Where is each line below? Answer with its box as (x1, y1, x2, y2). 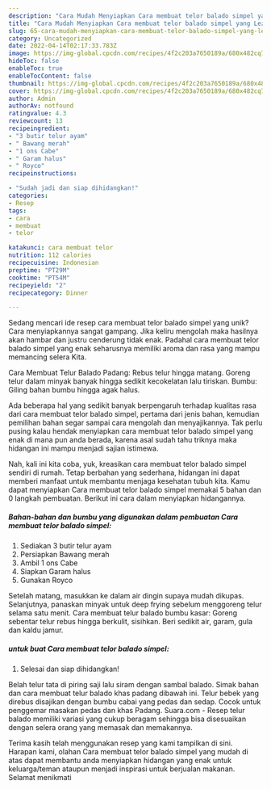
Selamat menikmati (8, 773, 72, 783)
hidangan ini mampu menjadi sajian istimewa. (8, 443, 159, 453)
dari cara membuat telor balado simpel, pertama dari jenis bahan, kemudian (8, 409, 260, 419)
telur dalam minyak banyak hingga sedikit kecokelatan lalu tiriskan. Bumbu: (8, 376, 258, 386)
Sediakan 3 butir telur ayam (19, 541, 112, 551)
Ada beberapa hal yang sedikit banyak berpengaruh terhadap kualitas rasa (8, 401, 256, 410)
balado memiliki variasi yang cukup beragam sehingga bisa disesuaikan (8, 714, 247, 724)
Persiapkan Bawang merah (19, 550, 110, 560)
